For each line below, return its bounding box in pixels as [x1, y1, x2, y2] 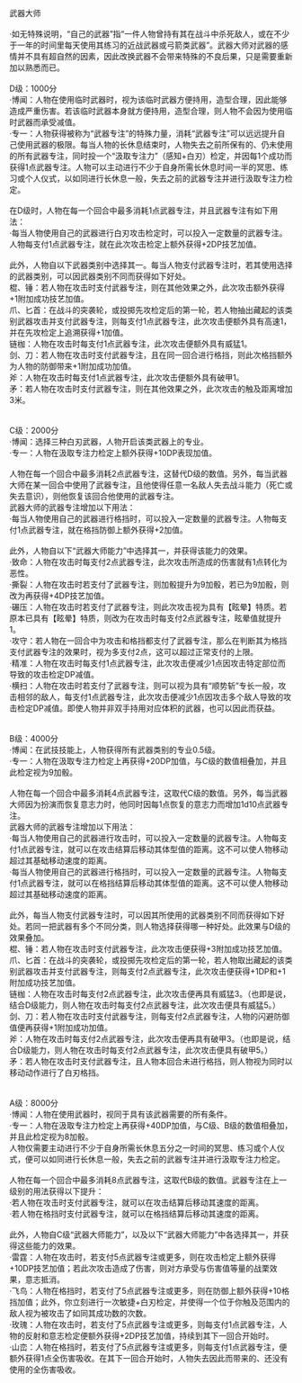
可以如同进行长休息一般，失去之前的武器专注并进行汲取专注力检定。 [32, 1154, 285, 1164]
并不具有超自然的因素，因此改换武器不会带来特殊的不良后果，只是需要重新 [16, 51, 293, 61]
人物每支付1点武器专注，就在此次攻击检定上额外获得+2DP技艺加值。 [9, 239, 262, 249]
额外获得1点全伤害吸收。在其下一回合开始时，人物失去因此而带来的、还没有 [9, 1353, 289, 1363]
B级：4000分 [9, 733, 58, 743]
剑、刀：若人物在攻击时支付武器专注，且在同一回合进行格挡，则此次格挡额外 [9, 350, 293, 360]
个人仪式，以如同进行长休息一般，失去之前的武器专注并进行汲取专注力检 [24, 173, 293, 184]
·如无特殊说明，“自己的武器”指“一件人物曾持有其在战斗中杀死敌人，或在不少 [9, 29, 290, 39]
